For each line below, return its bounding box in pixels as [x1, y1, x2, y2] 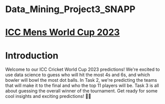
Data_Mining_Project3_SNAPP [5, 4, 136, 15]
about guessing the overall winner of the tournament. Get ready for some [5, 88, 158, 94]
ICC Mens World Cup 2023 [5, 27, 120, 38]
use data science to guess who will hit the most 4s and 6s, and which [5, 72, 150, 78]
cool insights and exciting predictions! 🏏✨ [5, 93, 92, 99]
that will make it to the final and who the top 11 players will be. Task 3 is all [5, 82, 159, 89]
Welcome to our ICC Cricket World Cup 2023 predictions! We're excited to [5, 67, 160, 73]
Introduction [5, 49, 59, 61]
